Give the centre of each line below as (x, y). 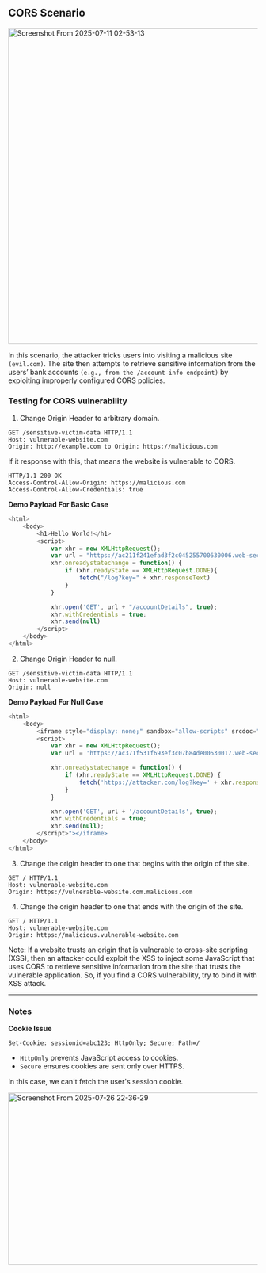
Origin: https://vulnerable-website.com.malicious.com (101, 892)
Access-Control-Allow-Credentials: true (76, 490)
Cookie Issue (30, 1029)
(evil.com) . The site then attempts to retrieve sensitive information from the (132, 363)
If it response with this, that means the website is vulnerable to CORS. (122, 461)
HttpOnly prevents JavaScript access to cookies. (99, 1058)
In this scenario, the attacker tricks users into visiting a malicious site (120, 355)
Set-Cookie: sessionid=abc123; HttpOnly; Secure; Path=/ (104, 1043)
